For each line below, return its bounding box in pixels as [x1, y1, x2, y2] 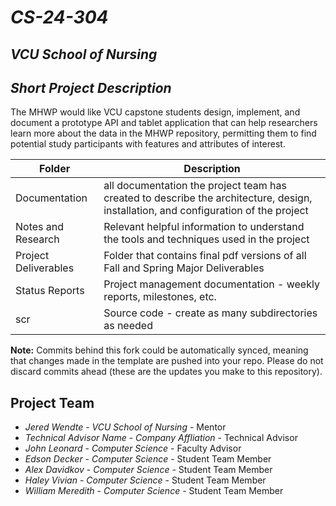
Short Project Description [10, 79, 172, 96]
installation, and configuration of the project [103, 204, 309, 218]
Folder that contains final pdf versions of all [103, 249, 307, 263]
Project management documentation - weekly [103, 277, 320, 291]
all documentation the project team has [103, 179, 287, 193]
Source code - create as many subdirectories [103, 306, 318, 320]
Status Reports [15, 284, 85, 298]
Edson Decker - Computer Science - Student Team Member [24, 453, 272, 465]
